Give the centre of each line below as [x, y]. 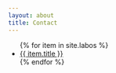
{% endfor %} [42, 62]
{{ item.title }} [41, 53]
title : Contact [33, 23]
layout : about [31, 15]
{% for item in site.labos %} [64, 45]
